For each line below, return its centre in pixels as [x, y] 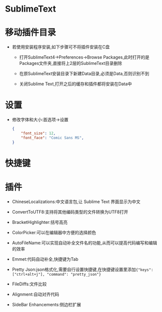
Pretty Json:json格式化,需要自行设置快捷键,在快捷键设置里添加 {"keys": [83, 269]
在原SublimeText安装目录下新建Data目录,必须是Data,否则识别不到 [84, 74]
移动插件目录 [31, 33]
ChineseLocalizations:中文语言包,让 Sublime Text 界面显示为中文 [76, 202]
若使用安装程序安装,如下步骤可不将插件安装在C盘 [61, 47]
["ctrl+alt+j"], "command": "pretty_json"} [57, 274]
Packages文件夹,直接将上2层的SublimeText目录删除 [71, 63]
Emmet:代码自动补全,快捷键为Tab [45, 259]
